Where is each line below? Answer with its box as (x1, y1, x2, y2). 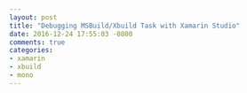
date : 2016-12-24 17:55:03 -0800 (9, 29, 133, 38)
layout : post (9, 12, 58, 22)
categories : (9, 46, 53, 55)
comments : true (9, 37, 66, 47)
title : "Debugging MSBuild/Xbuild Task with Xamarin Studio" (9, 21, 241, 30)
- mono (9, 71, 34, 80)
